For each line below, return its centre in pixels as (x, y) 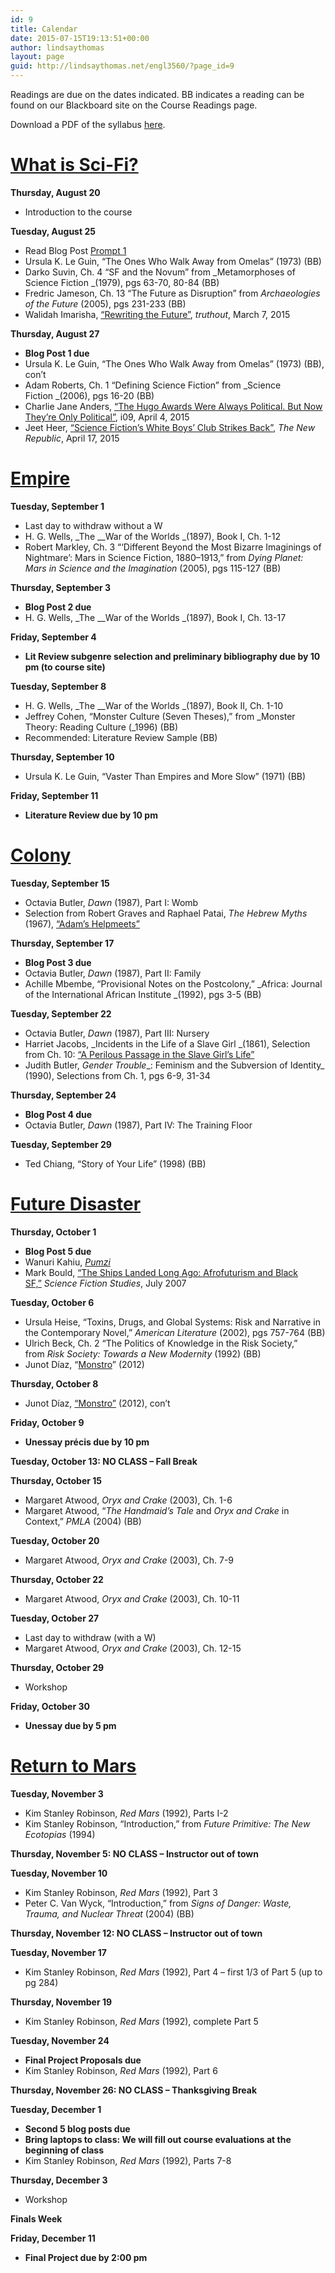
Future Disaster (76, 1204)
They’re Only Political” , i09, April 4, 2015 (107, 417)
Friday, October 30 (50, 1706)
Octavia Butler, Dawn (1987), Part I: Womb (111, 902)
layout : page (37, 57)
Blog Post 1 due (57, 353)
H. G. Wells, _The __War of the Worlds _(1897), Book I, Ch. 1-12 (153, 536)
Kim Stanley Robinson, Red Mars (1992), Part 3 (121, 1892)
